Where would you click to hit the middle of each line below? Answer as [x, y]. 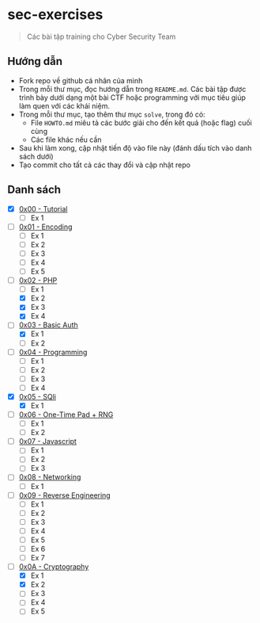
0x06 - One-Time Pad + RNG [66, 415]
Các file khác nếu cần [66, 140]
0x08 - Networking [50, 477]
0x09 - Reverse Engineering [65, 495]
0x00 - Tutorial [43, 208]
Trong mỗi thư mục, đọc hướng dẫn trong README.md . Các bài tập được [132, 89]
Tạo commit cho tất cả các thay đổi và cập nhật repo [105, 165]
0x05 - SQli [38, 396]
